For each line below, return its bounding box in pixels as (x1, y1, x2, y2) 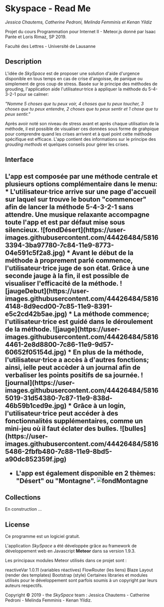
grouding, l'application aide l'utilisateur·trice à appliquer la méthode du (5, 86, 148, 92)
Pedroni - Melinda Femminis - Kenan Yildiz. (5, 597, 92, 603)
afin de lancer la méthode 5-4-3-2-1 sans (5, 202, 134, 211)
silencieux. (5, 225, 39, 234)
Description (5, 57, 42, 66)
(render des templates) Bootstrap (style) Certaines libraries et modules (5, 572, 148, 578)
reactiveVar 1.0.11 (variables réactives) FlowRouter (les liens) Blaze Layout (5, 567, 153, 573)
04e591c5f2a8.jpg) (5, 248, 66, 257)
